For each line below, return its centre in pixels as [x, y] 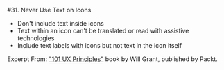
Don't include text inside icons [60, 23]
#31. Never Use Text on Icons [49, 10]
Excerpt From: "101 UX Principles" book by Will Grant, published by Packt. [113, 59]
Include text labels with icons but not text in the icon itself [100, 45]
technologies [36, 38]
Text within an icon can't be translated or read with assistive [103, 31]
